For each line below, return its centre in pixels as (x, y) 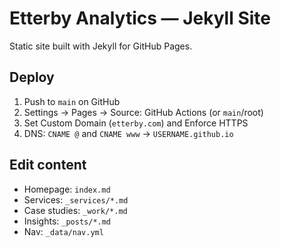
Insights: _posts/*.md (67, 221)
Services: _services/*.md (76, 199)
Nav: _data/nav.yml (63, 231)
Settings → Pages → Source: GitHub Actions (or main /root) (143, 112)
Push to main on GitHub (72, 101)
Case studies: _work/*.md (75, 210)
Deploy (32, 77)
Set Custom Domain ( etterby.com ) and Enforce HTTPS (136, 123)
